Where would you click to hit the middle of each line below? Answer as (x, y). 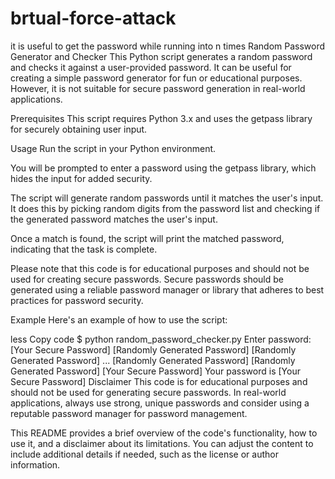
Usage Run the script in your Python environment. (113, 148)
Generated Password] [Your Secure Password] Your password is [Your (155, 371)
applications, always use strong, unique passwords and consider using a (160, 403)
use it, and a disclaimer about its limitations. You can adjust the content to (162, 443)
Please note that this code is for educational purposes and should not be (160, 268)
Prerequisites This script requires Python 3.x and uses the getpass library (161, 118)
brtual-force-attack (93, 18)
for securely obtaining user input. (79, 129)
